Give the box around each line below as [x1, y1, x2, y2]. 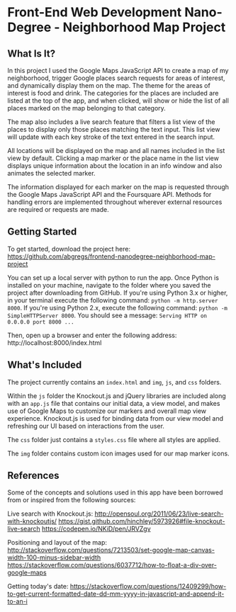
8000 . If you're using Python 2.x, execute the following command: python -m [7, 303, 228, 312]
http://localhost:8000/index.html [7, 338, 102, 347]
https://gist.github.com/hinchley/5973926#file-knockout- [58, 517, 225, 526]
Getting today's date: [7, 582, 69, 591]
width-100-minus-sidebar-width [7, 553, 101, 562]
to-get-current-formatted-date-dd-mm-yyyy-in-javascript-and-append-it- [7, 589, 225, 599]
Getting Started [7, 226, 77, 238]
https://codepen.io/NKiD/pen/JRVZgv [41, 525, 151, 533]
